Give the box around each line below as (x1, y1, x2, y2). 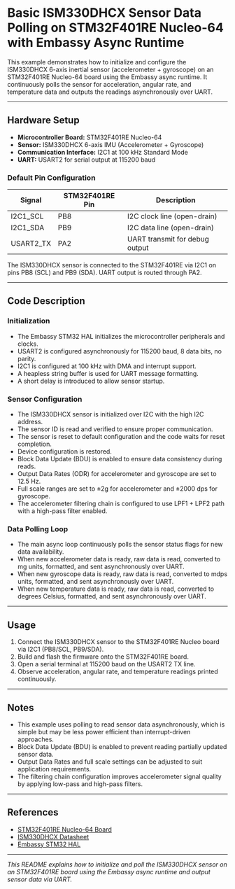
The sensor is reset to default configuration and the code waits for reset (17, 433, 225, 441)
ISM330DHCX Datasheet (17, 832, 90, 841)
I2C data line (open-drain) (127, 223, 215, 232)
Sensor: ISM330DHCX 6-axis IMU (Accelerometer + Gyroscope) (17, 140, 204, 148)
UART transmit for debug (127, 234, 210, 244)
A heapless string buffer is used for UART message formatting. (17, 369, 199, 377)
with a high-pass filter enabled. (17, 507, 108, 515)
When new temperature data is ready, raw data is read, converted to (17, 584, 215, 593)
